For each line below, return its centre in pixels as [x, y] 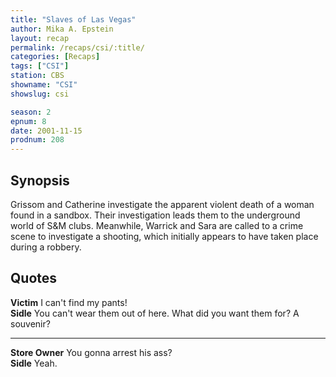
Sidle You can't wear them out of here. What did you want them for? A [155, 313]
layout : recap [40, 38]
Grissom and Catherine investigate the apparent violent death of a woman [162, 204]
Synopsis [40, 180]
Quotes [34, 278]
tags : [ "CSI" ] [40, 66]
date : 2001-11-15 [46, 131]
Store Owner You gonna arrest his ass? [91, 352]
